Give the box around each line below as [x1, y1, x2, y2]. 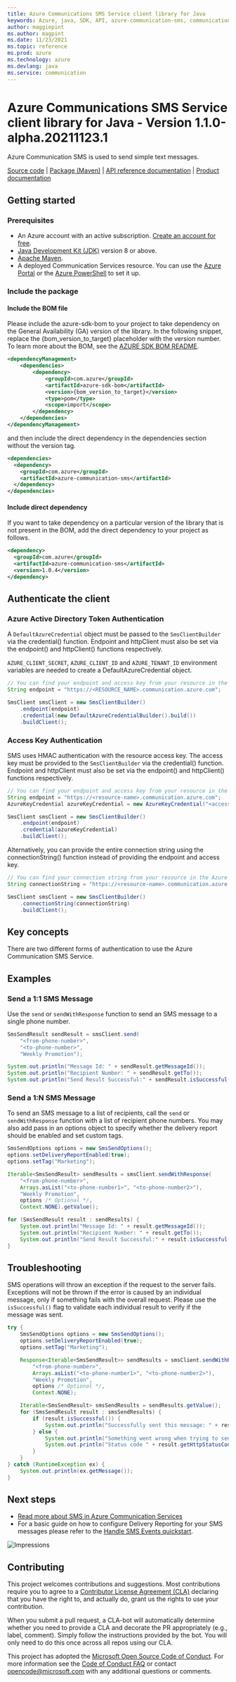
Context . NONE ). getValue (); [20, 1204, 99, 1211]
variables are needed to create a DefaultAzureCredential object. [7, 666, 192, 675]
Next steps [7, 1494, 56, 1506]
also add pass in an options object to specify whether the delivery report [7, 1124, 218, 1133]
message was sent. [7, 1311, 63, 1319]
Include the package [7, 287, 79, 297]
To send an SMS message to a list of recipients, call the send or [7, 1109, 190, 1117]
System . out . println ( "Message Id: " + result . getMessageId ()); [20, 1223, 206, 1230]
